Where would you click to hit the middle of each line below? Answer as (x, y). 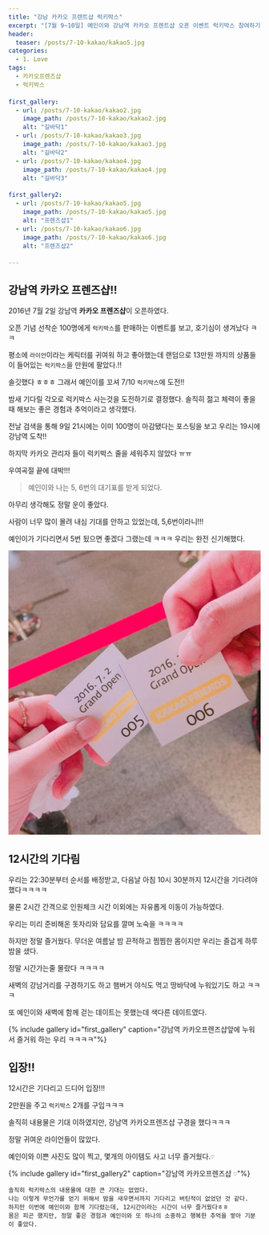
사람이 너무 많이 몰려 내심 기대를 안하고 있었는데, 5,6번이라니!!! (106, 521)
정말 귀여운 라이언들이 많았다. (54, 1139)
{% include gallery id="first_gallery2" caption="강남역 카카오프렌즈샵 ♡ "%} (129, 1174)
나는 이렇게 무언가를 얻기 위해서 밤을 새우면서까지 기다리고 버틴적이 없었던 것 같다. (128, 1199)
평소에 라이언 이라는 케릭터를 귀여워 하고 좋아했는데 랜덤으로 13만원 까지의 (122, 354)
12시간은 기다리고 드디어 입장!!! (57, 1088)
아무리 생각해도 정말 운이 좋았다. (59, 504)
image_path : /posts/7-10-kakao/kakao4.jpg (94, 170)
